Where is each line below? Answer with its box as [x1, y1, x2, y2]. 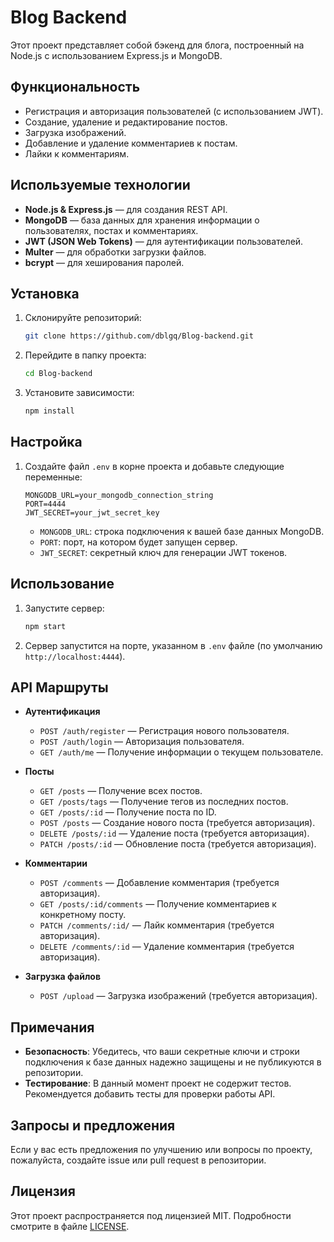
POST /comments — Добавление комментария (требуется [39, 877, 280, 889]
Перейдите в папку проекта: [24, 349, 147, 361]
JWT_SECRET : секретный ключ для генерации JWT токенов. [39, 546, 288, 558]
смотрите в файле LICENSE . [10, 1220, 130, 1232]
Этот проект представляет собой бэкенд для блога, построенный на [10, 39, 305, 51]
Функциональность [10, 79, 141, 96]
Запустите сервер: [24, 602, 105, 614]
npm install [24, 406, 75, 416]
